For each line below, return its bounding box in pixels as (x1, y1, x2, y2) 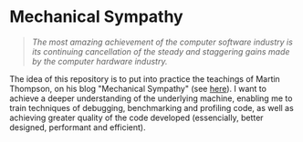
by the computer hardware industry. (31, 56, 168, 66)
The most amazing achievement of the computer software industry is (31, 36, 294, 47)
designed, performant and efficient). (9, 121, 146, 133)
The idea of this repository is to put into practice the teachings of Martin (9, 73, 280, 84)
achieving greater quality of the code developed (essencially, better (9, 112, 264, 123)
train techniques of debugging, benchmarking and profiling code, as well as (9, 102, 294, 113)
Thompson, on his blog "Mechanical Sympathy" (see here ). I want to (9, 83, 267, 94)
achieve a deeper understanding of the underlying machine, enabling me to (9, 93, 293, 104)
